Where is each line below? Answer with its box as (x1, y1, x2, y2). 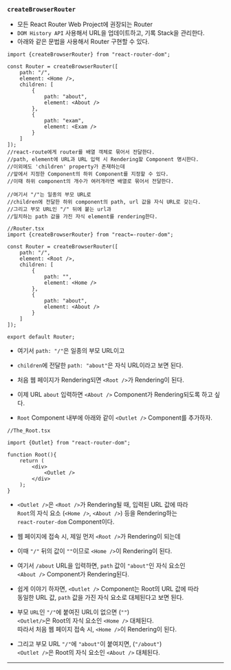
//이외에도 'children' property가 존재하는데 (7, 164, 126, 171)
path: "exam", (43, 118, 85, 125)
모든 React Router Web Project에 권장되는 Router (16, 20, 153, 29)
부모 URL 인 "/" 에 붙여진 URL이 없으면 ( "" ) (16, 608, 129, 616)
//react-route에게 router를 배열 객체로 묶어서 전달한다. (7, 149, 155, 156)
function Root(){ (7, 451, 57, 459)
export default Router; (7, 334, 76, 341)
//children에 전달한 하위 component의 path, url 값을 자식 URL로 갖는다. (7, 199, 201, 206)
